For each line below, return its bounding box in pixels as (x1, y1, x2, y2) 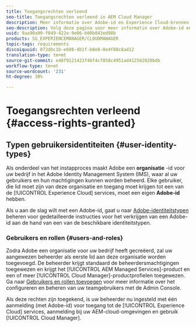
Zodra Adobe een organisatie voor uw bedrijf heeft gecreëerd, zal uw (6, 247, 173, 254)
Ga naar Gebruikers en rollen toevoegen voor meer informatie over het (6, 278, 175, 285)
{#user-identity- (116, 140, 177, 150)
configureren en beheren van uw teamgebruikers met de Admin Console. (6, 284, 182, 291)
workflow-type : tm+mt (6, 63, 59, 69)
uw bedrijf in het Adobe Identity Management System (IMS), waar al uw (6, 171, 178, 178)
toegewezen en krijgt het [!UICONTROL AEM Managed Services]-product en (6, 266, 190, 273)
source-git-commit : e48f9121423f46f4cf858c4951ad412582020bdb (6, 57, 160, 63)
